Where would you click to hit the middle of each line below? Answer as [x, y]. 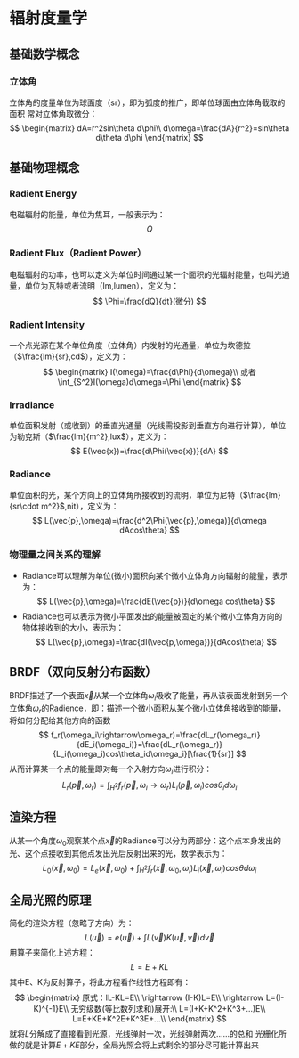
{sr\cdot [24, 506]
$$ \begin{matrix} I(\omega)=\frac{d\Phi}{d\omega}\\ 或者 [149, 372]
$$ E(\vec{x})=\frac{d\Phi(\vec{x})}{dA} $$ [149, 452]
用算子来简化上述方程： [52, 953]
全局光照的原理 [50, 900]
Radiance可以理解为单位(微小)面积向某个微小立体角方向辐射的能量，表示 [155, 576]
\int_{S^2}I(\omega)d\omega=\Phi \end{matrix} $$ [149, 382]
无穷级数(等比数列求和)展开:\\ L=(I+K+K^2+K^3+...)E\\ [168, 1009]
